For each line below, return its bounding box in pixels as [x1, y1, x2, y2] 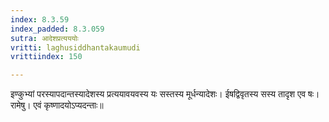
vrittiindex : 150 [10, 52, 83, 62]
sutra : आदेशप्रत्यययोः [10, 33, 79, 43]
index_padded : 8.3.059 [10, 24, 105, 34]
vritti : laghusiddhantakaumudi [10, 42, 141, 53]
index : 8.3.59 [10, 14, 70, 25]
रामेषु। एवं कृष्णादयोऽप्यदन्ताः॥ [10, 99, 104, 111]
